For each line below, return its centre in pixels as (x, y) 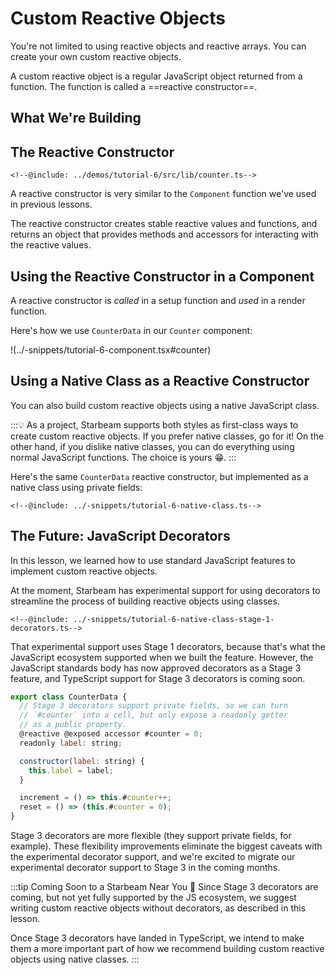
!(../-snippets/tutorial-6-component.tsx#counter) (111, 349)
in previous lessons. (51, 204)
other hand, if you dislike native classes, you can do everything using (152, 446)
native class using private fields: (76, 487)
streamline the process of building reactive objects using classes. (145, 601)
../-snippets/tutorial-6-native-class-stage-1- (174, 619)
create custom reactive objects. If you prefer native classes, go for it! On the (167, 436)
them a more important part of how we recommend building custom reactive (167, 949)
